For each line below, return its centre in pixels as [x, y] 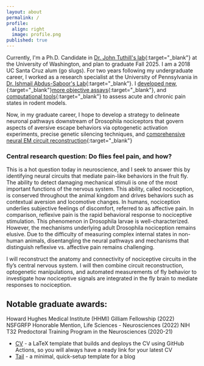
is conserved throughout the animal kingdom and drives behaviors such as [100, 195]
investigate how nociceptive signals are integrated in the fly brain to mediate [102, 278]
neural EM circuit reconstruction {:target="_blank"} [69, 140]
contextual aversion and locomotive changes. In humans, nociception [93, 202]
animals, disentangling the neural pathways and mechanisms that [107, 241]
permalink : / [23, 18]
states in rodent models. [37, 103]
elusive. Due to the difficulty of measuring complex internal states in [92, 234]
